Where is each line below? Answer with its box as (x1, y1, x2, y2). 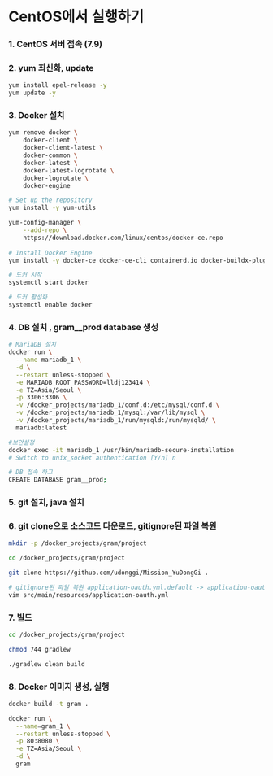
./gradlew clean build (8, 660, 85, 668)
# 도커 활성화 (8, 294, 48, 302)
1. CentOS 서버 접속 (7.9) (8, 38, 103, 50)
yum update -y (8, 89, 57, 98)
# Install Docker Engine (8, 249, 93, 257)
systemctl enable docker (8, 301, 93, 309)
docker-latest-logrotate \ (23, 166, 115, 175)
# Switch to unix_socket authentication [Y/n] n (8, 453, 176, 462)
